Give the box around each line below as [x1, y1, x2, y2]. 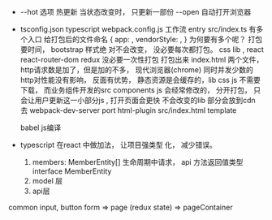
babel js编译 [19, 123, 62, 132]
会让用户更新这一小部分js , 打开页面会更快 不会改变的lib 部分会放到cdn [19, 96, 256, 105]
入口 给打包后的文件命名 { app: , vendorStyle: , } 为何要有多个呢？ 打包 [27, 35, 262, 44]
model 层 [32, 176, 63, 185]
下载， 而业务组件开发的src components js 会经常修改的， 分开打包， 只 [19, 85, 261, 95]
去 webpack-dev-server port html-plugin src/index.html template [19, 106, 237, 115]
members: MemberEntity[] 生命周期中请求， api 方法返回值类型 [32, 157, 244, 166]
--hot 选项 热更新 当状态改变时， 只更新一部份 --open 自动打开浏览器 [19, 7, 252, 16]
